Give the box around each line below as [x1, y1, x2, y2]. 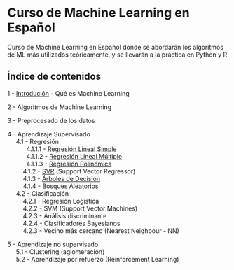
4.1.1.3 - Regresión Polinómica [26, 159, 112, 168]
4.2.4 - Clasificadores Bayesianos [22, 219, 121, 227]
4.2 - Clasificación [15, 189, 69, 197]
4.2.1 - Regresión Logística [22, 197, 99, 205]
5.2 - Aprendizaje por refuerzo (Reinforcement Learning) [15, 255, 179, 263]
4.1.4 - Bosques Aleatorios [22, 182, 99, 190]
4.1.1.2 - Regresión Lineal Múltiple [26, 152, 123, 160]
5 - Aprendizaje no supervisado [7, 240, 99, 248]
